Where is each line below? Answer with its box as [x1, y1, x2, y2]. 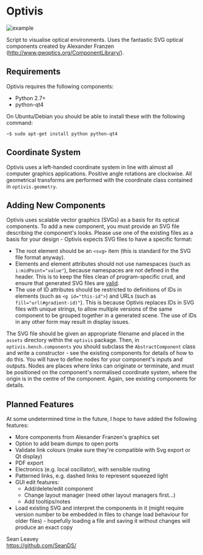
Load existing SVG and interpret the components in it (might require [15, 505, 184, 512]
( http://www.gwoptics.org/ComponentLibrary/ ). [6, 49, 124, 56]
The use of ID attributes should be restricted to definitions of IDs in [15, 286, 182, 294]
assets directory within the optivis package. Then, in [6, 337, 139, 344]
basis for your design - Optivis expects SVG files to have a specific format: [6, 235, 193, 243]
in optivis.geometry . [6, 183, 58, 190]
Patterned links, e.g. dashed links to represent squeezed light [15, 472, 168, 480]
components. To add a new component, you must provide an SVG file [6, 223, 180, 230]
